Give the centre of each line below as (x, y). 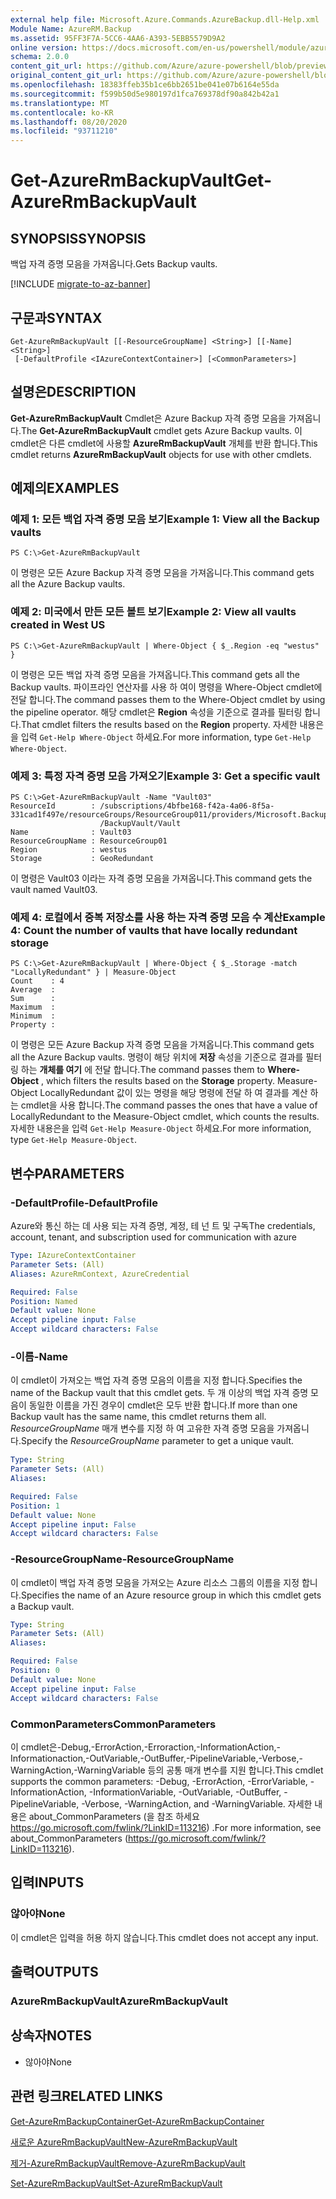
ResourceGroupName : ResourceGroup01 (89, 841)
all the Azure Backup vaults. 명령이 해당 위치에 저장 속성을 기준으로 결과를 (157, 1057)
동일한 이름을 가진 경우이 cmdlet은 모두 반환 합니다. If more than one (163, 1405)
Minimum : (33, 1016)
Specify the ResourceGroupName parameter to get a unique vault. (157, 1441)
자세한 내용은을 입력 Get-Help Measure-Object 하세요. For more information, (161, 1128)
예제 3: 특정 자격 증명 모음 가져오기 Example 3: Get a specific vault (165, 776)
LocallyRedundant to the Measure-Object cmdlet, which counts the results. (165, 1117)
